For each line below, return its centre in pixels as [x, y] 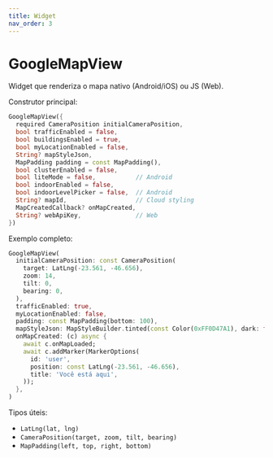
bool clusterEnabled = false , [67, 170]
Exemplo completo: [41, 238]
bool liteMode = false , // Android [94, 177]
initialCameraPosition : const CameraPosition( [96, 261]
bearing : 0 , [43, 291]
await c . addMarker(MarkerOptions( [81, 351]
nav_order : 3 [30, 24]
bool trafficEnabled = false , [67, 132]
